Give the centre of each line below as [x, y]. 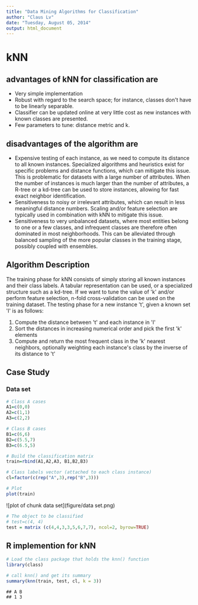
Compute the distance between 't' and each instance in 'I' [85, 322]
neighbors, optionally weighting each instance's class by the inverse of [101, 347]
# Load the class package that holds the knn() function [78, 559]
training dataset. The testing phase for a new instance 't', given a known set [98, 304]
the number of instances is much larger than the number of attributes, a [102, 183]
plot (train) [21, 494]
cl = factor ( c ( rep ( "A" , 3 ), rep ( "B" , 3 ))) [53, 478]
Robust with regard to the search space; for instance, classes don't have [103, 100]
